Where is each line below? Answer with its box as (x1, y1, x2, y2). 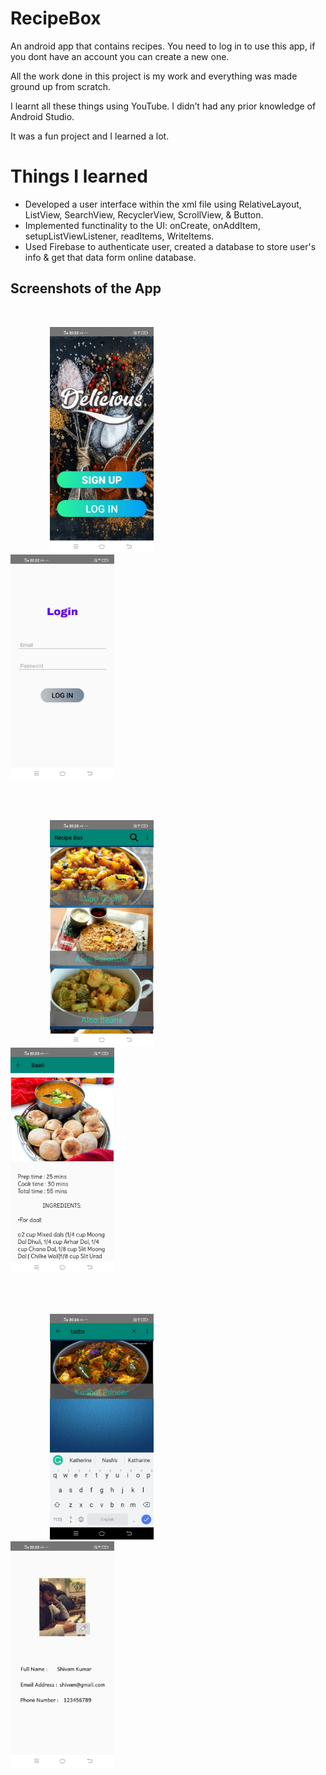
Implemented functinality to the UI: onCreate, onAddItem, (24, 219, 261, 231)
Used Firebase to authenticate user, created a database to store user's (24, 240, 317, 252)
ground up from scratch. (10, 80, 111, 92)
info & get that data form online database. (24, 251, 197, 263)
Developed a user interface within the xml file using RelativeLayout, (24, 198, 302, 210)
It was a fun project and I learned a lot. (10, 130, 170, 142)
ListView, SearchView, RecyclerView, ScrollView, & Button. (24, 208, 264, 221)
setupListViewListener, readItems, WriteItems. (24, 230, 215, 242)
